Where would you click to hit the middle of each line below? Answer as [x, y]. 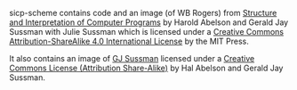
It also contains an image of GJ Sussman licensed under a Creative [132, 58]
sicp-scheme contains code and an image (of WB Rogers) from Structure [143, 13]
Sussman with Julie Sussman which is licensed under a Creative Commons [147, 32]
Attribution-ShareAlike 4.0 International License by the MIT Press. [129, 41]
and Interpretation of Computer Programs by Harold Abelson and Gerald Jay [149, 22]
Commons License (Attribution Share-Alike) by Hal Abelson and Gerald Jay [146, 68]
